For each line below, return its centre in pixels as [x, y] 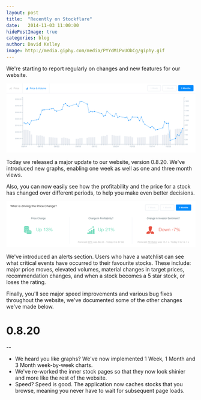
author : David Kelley [33, 44]
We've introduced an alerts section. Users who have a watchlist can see [95, 256]
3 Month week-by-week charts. [54, 365]
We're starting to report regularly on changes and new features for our [93, 68]
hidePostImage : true [32, 32]
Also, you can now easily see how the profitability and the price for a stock [98, 186]
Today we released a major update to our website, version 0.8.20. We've [96, 162]
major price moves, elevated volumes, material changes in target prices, [95, 269]
